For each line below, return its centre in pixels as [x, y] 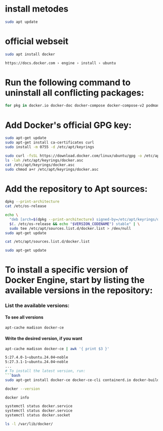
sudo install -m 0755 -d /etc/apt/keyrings [50, 147]
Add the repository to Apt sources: [76, 189]
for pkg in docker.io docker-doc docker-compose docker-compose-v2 [75, 106]
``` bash [13, 375]
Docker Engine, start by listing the [75, 280]
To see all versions [24, 317]
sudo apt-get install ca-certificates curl [50, 143]
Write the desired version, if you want [44, 338]
